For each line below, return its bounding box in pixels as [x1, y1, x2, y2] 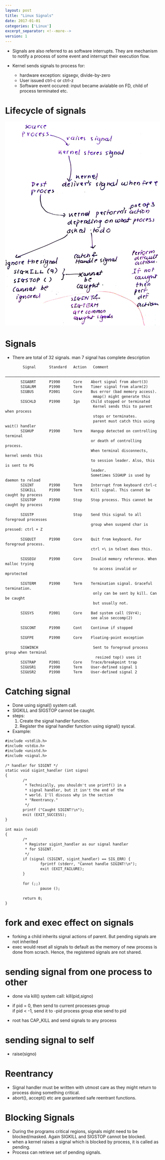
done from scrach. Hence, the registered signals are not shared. [12, 949, 142, 955]
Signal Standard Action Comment [23, 365, 109, 370]
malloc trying [5, 561, 34, 567]
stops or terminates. [93, 414, 137, 419]
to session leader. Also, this [90, 458, 155, 463]
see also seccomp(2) [90, 615, 133, 621]
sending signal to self [5, 1035, 95, 1046]
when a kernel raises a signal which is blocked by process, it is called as [12, 1139, 159, 1145]
